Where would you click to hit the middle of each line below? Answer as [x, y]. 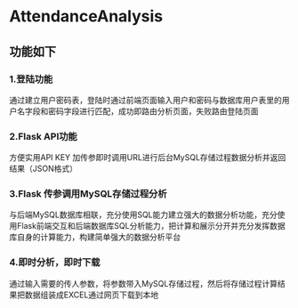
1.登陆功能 [31, 79]
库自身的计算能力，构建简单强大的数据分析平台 [95, 237]
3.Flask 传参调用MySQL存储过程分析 [88, 194]
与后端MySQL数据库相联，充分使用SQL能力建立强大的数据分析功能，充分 [143, 215]
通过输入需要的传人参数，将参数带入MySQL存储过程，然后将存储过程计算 [144, 283]
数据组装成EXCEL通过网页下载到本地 [92, 295]
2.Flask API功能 [43, 136]
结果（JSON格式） [44, 169]
